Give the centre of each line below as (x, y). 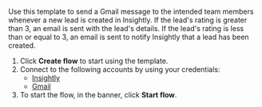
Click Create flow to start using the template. (94, 61)
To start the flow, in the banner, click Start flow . (98, 95)
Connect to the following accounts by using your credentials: (120, 69)
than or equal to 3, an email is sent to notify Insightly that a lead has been (129, 37)
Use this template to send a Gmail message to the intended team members (131, 12)
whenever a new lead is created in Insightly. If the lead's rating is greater (128, 20)
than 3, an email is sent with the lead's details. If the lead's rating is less (126, 28)
